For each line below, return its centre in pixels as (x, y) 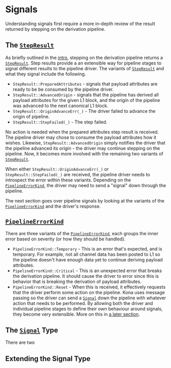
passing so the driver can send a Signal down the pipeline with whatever (89, 298)
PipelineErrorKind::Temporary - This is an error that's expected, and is (87, 249)
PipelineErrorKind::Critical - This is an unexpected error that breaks (87, 271)
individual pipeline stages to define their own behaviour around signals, (88, 309)
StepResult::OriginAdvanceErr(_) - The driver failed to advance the (84, 111)
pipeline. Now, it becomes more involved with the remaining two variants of (84, 154)
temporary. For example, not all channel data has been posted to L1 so (86, 254)
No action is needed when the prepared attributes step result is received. (82, 132)
